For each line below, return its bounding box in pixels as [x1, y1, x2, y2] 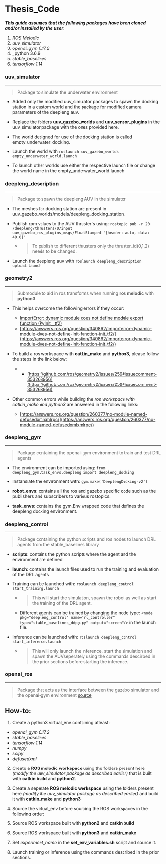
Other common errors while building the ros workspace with [12, 396, 135, 402]
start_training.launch [12, 586, 59, 591]
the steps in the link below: [12, 356, 67, 362]
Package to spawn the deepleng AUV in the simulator [17, 196, 126, 202]
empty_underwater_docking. [12, 139, 70, 145]
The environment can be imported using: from [12, 465, 106, 471]
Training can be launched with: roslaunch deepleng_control [12, 581, 134, 587]
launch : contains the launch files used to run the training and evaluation [12, 566, 159, 572]
